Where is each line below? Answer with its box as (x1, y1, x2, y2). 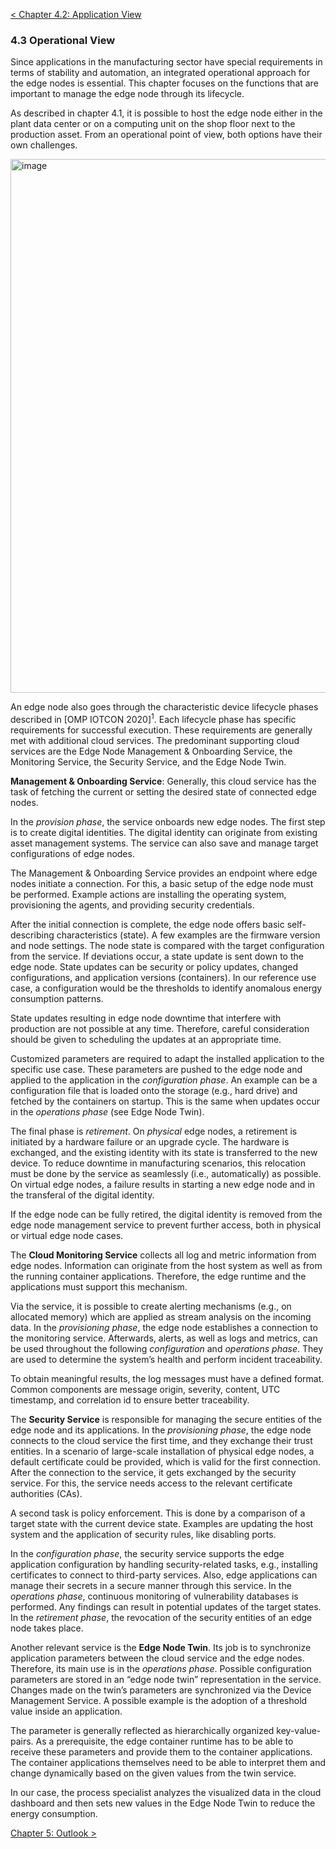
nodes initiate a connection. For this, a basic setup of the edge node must (10, 877, 314, 889)
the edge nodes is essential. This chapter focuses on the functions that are (10, 77, 319, 89)
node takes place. (10, 1622, 84, 1634)
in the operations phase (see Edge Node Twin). (10, 1105, 205, 1118)
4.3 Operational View (10, 33, 116, 47)
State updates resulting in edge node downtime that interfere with (10, 1012, 282, 1024)
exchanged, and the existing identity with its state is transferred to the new (10, 1146, 318, 1158)
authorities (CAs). (10, 1487, 83, 1499)
